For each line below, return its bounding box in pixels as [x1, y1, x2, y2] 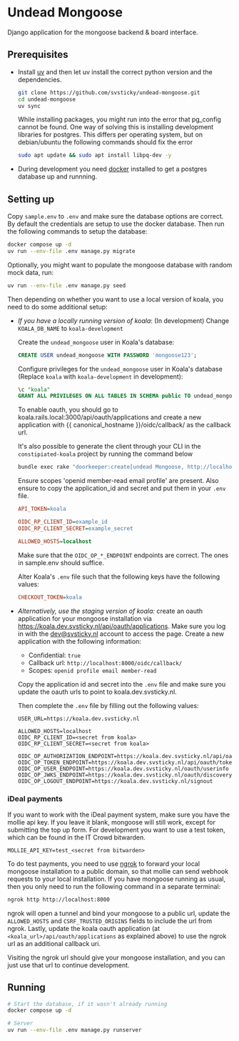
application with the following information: [17, 637, 141, 645]
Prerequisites [7, 49, 68, 61]
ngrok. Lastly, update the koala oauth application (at [7, 924, 161, 932]
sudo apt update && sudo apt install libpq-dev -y [17, 151, 172, 159]
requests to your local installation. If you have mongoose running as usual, [7, 875, 226, 883]
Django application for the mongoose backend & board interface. [7, 28, 198, 36]
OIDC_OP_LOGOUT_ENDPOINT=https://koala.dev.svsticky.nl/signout [17, 777, 213, 785]
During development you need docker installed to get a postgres [17, 165, 208, 174]
